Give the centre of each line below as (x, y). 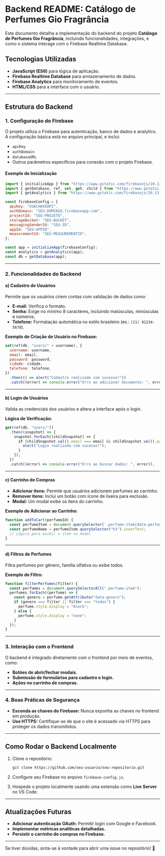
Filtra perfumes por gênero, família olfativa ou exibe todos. (64, 565)
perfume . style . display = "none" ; (52, 616)
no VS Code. (25, 791)
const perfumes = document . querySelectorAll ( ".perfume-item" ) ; (75, 588)
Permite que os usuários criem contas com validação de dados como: (76, 296)
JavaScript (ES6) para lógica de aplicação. (56, 71)
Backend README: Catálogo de (70, 9)
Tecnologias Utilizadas (41, 59)
